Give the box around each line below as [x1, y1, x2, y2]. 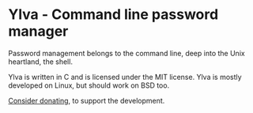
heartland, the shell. [8, 57, 74, 66]
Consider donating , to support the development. [8, 96, 165, 105]
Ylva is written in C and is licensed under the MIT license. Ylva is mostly [8, 72, 243, 81]
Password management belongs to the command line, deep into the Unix [8, 48, 245, 58]
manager [8, 22, 69, 40]
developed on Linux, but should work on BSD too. [8, 81, 170, 90]
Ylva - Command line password [8, 6, 219, 24]
